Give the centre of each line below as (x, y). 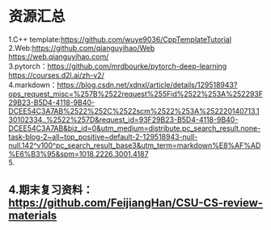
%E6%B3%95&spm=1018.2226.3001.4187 (78, 153)
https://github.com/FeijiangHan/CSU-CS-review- (136, 203)
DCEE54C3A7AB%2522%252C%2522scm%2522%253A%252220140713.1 (134, 111)
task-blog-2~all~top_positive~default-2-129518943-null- (103, 136)
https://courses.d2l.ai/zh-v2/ (57, 75)
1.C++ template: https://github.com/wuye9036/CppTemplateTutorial (120, 39)
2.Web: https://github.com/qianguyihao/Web (82, 48)
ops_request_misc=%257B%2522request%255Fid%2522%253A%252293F (136, 94)
